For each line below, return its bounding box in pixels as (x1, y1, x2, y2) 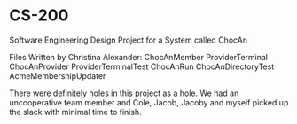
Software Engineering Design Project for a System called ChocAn (9, 35, 248, 45)
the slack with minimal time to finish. (9, 106, 142, 117)
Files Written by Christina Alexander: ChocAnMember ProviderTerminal (9, 51, 269, 62)
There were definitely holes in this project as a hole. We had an (9, 88, 239, 98)
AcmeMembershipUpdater (9, 70, 106, 81)
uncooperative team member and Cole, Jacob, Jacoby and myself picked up (9, 97, 289, 107)
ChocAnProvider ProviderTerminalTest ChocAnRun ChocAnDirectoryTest (9, 61, 275, 72)
